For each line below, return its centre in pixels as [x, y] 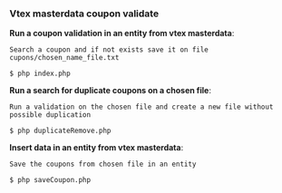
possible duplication [50, 115]
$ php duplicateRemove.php [60, 131]
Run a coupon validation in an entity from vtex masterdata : [122, 34]
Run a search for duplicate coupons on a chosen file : [110, 91]
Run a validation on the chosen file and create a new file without [141, 107]
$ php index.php [40, 74]
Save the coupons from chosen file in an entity [103, 164]
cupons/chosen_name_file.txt [64, 58]
